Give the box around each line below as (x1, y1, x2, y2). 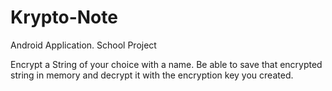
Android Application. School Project (10, 39, 157, 51)
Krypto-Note (10, 6, 118, 29)
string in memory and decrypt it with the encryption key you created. (10, 69, 294, 81)
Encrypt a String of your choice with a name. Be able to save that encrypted (10, 58, 323, 70)
